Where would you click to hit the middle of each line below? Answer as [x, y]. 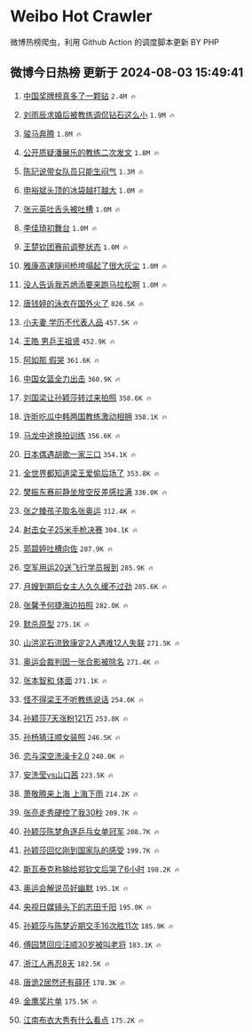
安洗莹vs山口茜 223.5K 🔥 [68, 775]
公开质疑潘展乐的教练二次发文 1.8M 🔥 [91, 152]
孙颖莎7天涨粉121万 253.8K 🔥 [75, 718]
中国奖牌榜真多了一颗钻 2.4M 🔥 [79, 96]
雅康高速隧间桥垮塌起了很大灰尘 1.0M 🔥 [95, 265]
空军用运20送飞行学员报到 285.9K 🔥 [88, 567]
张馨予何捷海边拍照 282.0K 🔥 [75, 604]
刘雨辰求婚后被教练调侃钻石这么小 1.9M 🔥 [99, 114]
